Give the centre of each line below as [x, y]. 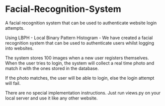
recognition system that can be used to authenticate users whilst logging [80, 43]
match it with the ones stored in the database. [52, 68]
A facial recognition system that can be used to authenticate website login [81, 23]
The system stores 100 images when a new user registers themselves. [77, 57]
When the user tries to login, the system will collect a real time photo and [80, 63]
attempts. [15, 28]
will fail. [13, 83]
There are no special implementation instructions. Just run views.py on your [83, 93]
